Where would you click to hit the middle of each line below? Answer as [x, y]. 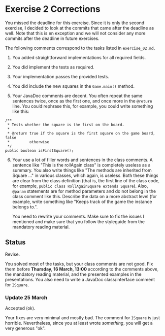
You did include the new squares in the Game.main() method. [73, 86]
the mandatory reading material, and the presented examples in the [73, 274]
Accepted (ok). [20, 308]
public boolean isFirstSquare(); [39, 151]
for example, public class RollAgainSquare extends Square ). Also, [80, 186]
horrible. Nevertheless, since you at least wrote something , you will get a [79, 323]
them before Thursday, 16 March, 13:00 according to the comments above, [82, 269]
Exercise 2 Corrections [53, 9]
